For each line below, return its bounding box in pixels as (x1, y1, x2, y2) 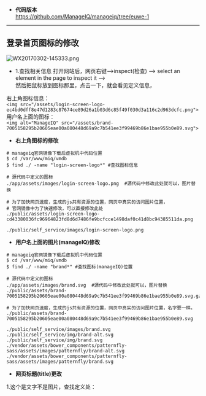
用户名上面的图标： (6, 113, 55, 120)
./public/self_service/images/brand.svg (6, 326, 112, 332)
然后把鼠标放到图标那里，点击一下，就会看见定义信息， (15, 81, 155, 88)
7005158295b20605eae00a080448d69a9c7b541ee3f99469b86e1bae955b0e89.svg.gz (6, 293, 202, 299)
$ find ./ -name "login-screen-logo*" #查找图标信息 (6, 162, 139, 168)
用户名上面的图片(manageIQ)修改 (15, 238, 101, 246)
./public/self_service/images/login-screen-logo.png (6, 227, 144, 233)
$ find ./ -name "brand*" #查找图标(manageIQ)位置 (6, 263, 133, 270)
